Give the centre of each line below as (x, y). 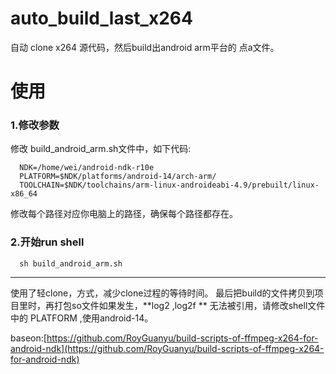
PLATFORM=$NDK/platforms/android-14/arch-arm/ (118, 177)
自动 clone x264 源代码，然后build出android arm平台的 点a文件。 (145, 47)
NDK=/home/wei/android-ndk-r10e (87, 168)
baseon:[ (28, 338)
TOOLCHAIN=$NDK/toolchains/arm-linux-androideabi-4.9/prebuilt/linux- (169, 185)
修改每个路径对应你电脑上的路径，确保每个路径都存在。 (124, 214)
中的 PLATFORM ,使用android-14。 (82, 318)
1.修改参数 (35, 125)
